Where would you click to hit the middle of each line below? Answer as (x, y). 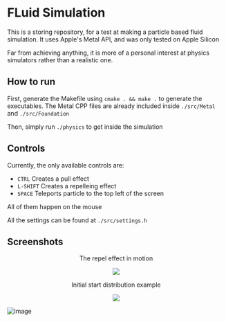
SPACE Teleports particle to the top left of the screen (91, 193)
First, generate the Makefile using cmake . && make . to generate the (105, 98)
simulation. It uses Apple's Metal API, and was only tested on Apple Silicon (113, 39)
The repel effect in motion (116, 258)
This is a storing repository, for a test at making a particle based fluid (105, 32)
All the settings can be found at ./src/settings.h (77, 220)
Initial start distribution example (116, 285)
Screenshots (35, 241)
